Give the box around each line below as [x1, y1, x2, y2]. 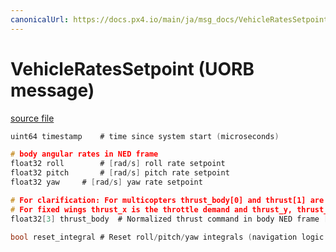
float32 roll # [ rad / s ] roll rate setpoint [10, 159, 226, 169]
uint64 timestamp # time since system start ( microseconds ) [10, 131, 280, 141]
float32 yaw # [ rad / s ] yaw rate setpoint [10, 177, 203, 188]
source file [10, 112, 55, 124]
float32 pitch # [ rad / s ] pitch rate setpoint [10, 168, 230, 178]
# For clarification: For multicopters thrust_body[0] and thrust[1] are [10, 195, 325, 205]
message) [10, 79, 95, 101]
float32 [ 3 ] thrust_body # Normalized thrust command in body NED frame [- [10, 214, 333, 224]
